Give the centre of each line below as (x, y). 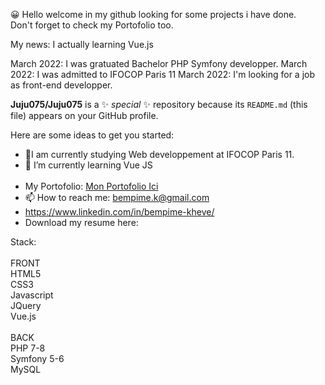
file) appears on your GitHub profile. (84, 115)
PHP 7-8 (28, 348)
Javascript (32, 295)
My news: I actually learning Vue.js (82, 44)
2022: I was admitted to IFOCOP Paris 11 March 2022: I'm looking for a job (163, 74)
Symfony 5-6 (37, 358)
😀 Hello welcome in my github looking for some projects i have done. (153, 14)
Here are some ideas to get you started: (92, 135)
